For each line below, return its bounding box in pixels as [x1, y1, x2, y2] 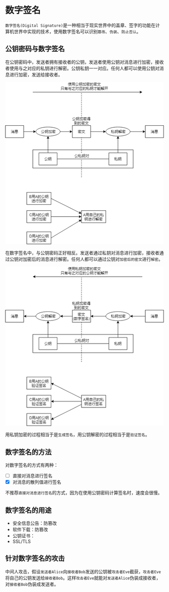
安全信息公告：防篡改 [12, 520, 57, 526]
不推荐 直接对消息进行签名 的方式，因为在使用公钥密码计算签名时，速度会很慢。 [5, 490, 162, 496]
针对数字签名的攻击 [5, 554, 65, 563]
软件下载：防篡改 [12, 526, 48, 532]
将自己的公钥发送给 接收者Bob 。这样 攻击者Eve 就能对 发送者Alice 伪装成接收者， [5, 574, 161, 581]
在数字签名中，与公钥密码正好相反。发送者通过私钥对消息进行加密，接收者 [5, 250, 159, 256]
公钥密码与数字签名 [5, 45, 65, 53]
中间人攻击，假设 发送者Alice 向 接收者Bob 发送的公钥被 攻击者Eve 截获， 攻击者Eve [5, 568, 161, 574]
